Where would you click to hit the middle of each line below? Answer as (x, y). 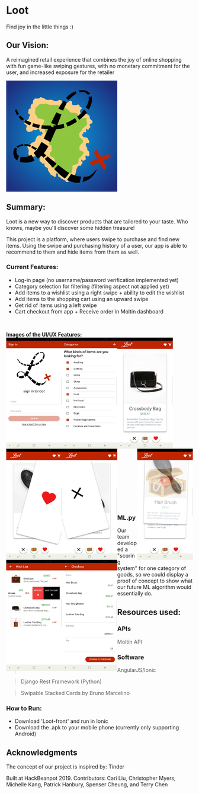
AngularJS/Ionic (137, 670)
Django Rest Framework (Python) (61, 681)
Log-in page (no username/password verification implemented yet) (97, 280)
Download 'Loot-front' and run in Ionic (61, 721)
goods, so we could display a (153, 575)
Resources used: (149, 612)
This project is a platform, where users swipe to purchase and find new (93, 239)
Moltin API (130, 642)
